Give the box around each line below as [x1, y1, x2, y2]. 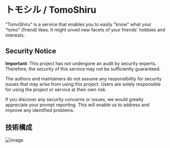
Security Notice [5, 47, 56, 55]
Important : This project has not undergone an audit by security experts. [5, 60, 157, 66]
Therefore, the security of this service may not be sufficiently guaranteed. [5, 66, 161, 72]
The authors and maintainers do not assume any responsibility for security [5, 75, 162, 81]
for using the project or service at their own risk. [5, 86, 107, 93]
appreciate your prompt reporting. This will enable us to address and [5, 102, 150, 108]
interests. [5, 32, 25, 38]
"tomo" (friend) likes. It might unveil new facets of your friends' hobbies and [5, 26, 165, 33]
